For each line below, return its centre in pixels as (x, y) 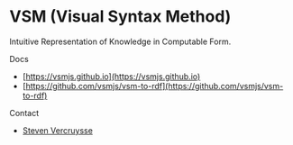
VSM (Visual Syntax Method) (120, 17)
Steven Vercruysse (57, 130)
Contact (24, 113)
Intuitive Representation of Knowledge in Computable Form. (120, 41)
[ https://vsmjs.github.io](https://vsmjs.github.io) (111, 76)
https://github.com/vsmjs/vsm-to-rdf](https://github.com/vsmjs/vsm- (155, 86)
